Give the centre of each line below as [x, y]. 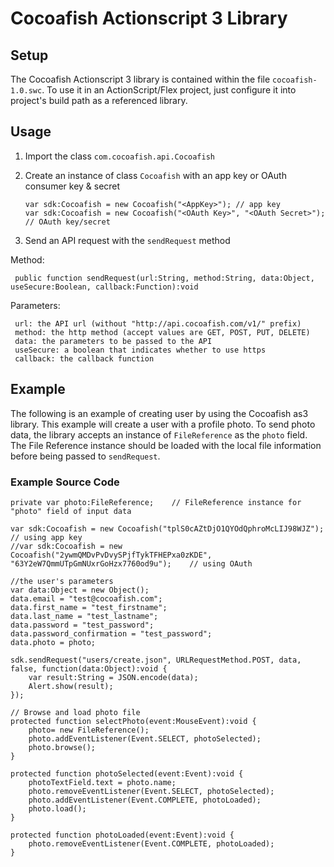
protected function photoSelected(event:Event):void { [127, 773]
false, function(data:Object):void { [89, 668]
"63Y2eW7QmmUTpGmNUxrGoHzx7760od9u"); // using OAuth [131, 563]
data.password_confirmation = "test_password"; [111, 633]
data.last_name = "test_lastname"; [84, 616]
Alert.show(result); [71, 686]
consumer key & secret [72, 186]
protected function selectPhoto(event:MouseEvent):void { [133, 721]
